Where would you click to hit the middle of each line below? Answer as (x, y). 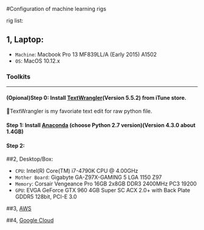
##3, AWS (19, 209)
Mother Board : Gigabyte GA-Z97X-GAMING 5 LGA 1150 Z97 (88, 177)
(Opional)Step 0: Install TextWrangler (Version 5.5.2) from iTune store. (97, 97)
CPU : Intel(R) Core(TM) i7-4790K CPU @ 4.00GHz (76, 171)
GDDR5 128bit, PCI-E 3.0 (46, 197)
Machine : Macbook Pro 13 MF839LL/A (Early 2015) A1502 (86, 54)
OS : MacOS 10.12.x (38, 61)
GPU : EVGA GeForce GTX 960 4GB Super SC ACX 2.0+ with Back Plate (103, 190)
